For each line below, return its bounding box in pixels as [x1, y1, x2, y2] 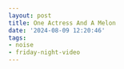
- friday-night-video [8, 48, 81, 56]
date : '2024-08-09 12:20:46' [8, 26, 106, 34]
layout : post [8, 11, 52, 20]
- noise [8, 41, 34, 49]
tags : [8, 33, 26, 42]
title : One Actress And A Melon [8, 19, 116, 27]
